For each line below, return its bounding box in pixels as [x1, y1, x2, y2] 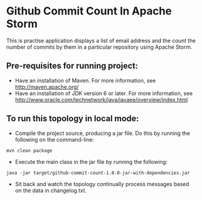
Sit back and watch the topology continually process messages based [14, 180, 189, 187]
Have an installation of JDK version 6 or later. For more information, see [14, 89, 193, 97]
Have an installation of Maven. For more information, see [14, 77, 156, 84]
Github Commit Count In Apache [6, 4, 172, 18]
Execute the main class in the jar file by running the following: [14, 158, 168, 165]
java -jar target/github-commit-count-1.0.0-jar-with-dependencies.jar [6, 170, 190, 176]
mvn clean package [6, 148, 52, 154]
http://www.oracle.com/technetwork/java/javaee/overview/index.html [14, 96, 188, 103]
